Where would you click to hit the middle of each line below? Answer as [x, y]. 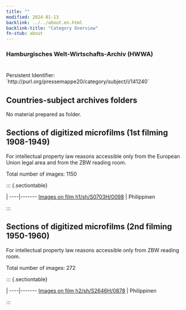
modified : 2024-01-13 [33, 17]
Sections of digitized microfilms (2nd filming [89, 227]
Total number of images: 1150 [42, 174]
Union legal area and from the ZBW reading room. [66, 162]
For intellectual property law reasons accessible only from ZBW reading [93, 250]
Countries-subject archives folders [72, 100]
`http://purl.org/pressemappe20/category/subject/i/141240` [78, 82]
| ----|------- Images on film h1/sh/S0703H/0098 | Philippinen [81, 197]
